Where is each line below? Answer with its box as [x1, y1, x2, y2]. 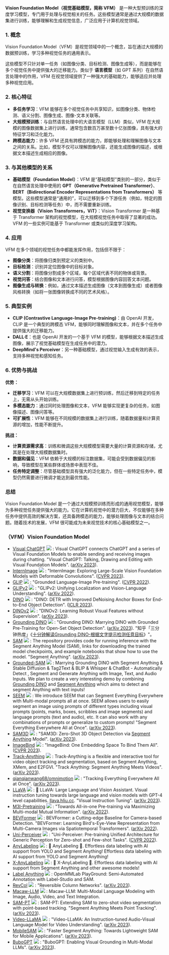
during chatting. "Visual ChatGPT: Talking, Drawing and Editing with [12, 557, 153, 563]
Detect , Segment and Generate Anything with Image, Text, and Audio [12, 671, 157, 677]
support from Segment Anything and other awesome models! [12, 865, 140, 871]
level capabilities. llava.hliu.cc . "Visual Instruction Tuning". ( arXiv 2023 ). [12, 798, 161, 804]
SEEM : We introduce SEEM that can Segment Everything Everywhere [12, 693, 163, 699]
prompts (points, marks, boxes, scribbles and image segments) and [12, 708, 152, 715]
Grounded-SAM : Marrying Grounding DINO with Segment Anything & [12, 660, 163, 666]
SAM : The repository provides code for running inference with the [12, 638, 157, 644]
